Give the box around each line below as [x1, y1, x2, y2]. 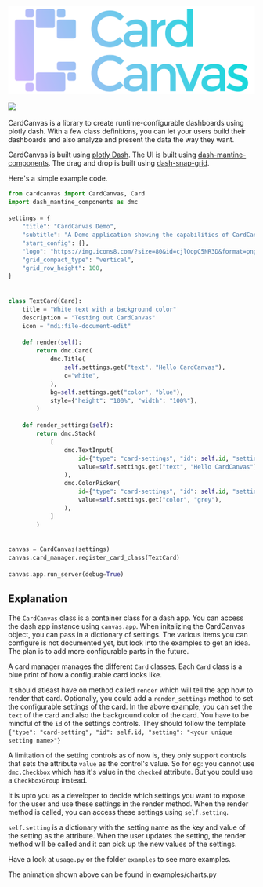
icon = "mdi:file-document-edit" [22, 322, 131, 330]
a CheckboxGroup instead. [8, 776, 88, 785]
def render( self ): [22, 338, 82, 347]
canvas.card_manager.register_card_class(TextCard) [8, 554, 180, 562]
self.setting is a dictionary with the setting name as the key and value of [8, 823, 246, 832]
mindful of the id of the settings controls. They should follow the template [8, 718, 247, 728]
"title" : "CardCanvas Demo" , [22, 223, 117, 231]
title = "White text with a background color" [22, 305, 177, 313]
